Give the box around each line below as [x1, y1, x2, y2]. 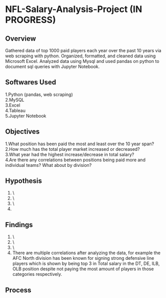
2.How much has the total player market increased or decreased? [5, 146, 140, 152]
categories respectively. [12, 271, 62, 277]
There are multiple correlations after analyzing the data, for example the [12, 250, 161, 256]
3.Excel [5, 102, 20, 108]
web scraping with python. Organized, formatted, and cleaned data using [5, 53, 156, 59]
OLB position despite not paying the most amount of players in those [12, 266, 154, 272]
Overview [5, 34, 36, 43]
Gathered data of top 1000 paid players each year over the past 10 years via [5, 48, 161, 53]
